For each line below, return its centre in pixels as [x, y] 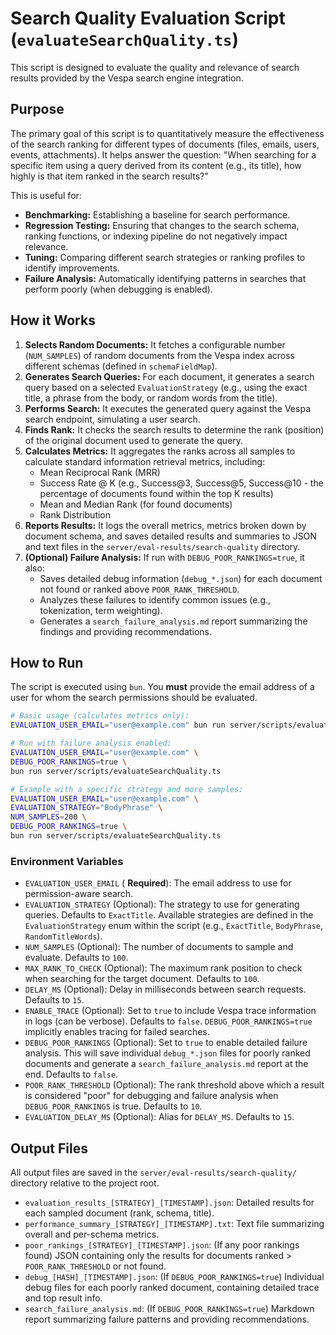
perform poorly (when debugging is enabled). [118, 289]
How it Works [53, 320]
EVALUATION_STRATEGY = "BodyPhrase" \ [86, 808]
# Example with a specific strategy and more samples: [127, 789]
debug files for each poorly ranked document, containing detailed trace [172, 1287]
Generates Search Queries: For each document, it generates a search [169, 376]
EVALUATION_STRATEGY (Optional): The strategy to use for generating [162, 904]
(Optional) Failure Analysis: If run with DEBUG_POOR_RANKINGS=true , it [164, 557]
